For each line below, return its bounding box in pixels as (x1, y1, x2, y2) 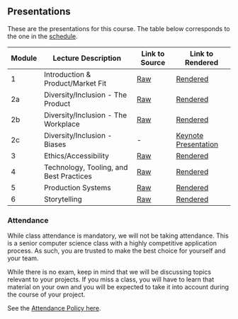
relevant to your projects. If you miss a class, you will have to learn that (7, 275, 215, 284)
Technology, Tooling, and (43, 162, 128, 172)
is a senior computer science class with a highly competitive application (7, 239, 217, 248)
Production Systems (43, 182, 111, 192)
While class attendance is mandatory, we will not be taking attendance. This (7, 231, 229, 240)
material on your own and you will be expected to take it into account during (7, 283, 229, 291)
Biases (43, 139, 67, 149)
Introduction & (43, 69, 91, 79)
